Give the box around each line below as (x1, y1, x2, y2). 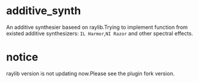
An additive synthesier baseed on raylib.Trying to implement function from (6, 24, 188, 31)
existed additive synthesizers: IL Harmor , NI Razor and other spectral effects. (6, 29, 193, 36)
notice (6, 51, 39, 64)
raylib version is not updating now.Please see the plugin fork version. (6, 69, 175, 77)
